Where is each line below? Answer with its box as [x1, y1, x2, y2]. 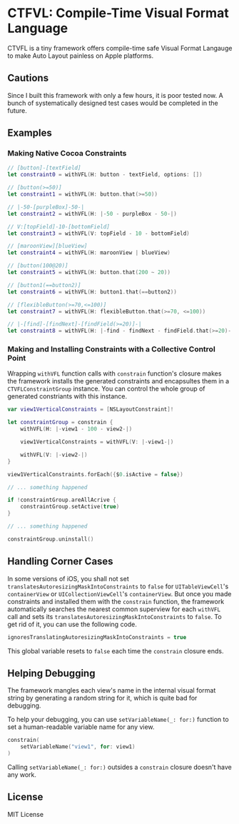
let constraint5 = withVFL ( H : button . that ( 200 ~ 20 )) [7, 269, 171, 276]
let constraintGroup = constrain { [7, 419, 113, 426]
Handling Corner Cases [7, 556, 113, 568]
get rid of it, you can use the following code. [7, 620, 138, 628]
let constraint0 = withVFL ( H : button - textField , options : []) [7, 171, 203, 179]
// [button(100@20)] [7, 262, 69, 269]
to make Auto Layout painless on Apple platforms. [7, 51, 154, 60]
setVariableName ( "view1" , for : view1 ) [20, 743, 136, 750]
